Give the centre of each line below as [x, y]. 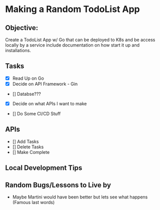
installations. [18, 50]
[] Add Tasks [25, 141]
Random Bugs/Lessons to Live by [58, 185]
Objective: [22, 28]
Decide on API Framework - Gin [45, 84]
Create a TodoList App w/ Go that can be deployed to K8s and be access [80, 40]
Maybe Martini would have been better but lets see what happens [80, 197]
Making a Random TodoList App [72, 9]
